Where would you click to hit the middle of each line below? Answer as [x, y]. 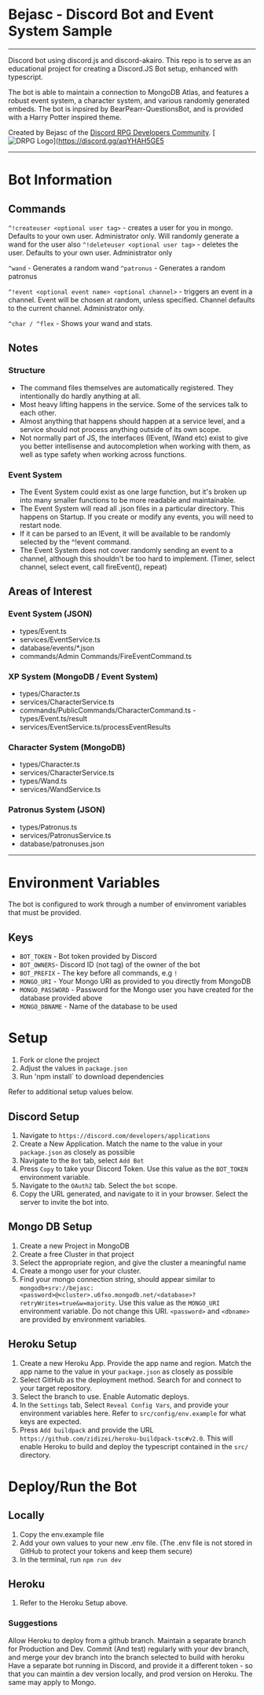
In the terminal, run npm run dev [70, 1559]
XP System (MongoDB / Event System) [83, 676]
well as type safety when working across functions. [103, 454]
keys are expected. [50, 1421]
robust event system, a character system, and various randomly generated [129, 101]
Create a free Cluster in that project [77, 1254]
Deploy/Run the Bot [73, 1486]
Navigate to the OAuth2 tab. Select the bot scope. [99, 1185]
